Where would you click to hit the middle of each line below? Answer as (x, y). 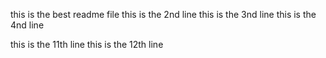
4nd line (27, 25)
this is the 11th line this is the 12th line (87, 44)
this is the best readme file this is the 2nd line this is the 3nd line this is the (163, 14)
